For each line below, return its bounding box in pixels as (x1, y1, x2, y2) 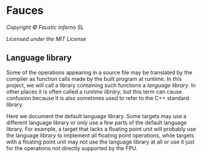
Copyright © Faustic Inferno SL (6, 24, 84, 31)
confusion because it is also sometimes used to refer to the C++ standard (6, 94, 189, 101)
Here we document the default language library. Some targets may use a (6, 112, 187, 119)
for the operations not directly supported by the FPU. (6, 144, 137, 151)
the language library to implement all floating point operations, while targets (6, 131, 194, 139)
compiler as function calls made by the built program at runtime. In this (6, 75, 182, 82)
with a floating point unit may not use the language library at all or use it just (6, 138, 195, 145)
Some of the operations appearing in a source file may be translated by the (6, 69, 193, 76)
